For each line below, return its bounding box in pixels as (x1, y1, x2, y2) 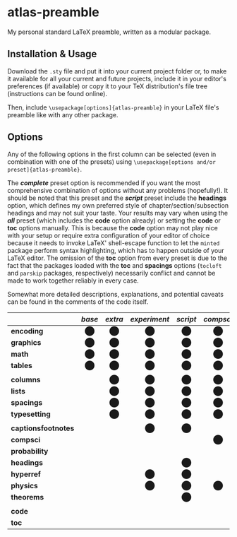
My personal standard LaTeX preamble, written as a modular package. (7, 28, 212, 36)
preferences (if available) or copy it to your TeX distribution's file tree (7, 82, 208, 90)
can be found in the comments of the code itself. (7, 297, 149, 306)
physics (11, 480, 39, 490)
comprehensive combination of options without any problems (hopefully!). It (7, 186, 229, 194)
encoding (11, 326, 44, 336)
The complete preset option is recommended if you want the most (7, 178, 201, 187)
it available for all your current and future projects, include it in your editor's (7, 74, 227, 83)
